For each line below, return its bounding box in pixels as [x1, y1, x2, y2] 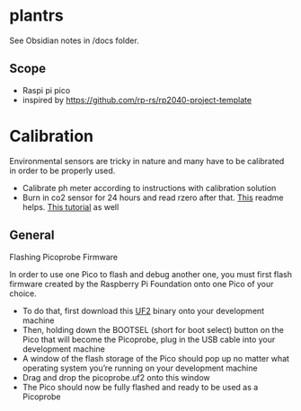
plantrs [9, 5, 65, 26]
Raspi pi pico [22, 84, 71, 95]
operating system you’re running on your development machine [22, 363, 258, 373]
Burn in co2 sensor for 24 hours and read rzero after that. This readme [22, 192, 285, 203]
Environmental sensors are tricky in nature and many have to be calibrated [9, 155, 285, 166]
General [9, 228, 56, 243]
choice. [9, 288, 38, 299]
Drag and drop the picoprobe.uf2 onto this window [22, 372, 211, 382]
